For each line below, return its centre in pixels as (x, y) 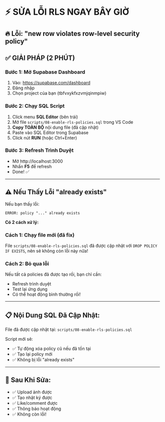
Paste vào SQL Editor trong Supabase (50, 132)
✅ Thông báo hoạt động (37, 408)
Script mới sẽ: (19, 339)
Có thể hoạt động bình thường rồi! (46, 294)
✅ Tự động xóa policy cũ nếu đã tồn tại (52, 349)
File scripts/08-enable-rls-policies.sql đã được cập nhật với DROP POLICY (81, 246)
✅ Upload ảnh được (32, 392)
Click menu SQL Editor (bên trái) (45, 117)
